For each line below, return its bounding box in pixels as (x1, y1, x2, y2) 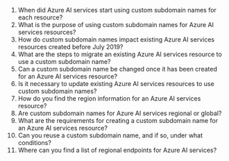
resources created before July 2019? (17, 43, 124, 51)
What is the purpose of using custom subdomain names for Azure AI (17, 21, 214, 28)
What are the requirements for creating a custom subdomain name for (17, 117, 219, 124)
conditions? (17, 139, 51, 146)
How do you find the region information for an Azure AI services (17, 94, 201, 103)
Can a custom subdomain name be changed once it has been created (17, 65, 217, 73)
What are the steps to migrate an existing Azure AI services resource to (17, 50, 223, 58)
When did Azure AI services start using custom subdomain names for (17, 6, 217, 14)
